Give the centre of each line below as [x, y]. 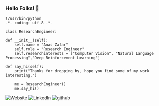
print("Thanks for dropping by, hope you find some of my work [82, 71]
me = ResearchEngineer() [40, 84]
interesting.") [21, 76]
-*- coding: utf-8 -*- [29, 23]
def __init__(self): [27, 40]
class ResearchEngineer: [31, 32]
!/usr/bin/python [23, 19]
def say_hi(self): [24, 67]
